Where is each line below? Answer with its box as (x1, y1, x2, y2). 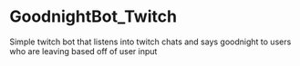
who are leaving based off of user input (9, 45, 158, 56)
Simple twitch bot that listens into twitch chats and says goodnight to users (9, 36, 292, 47)
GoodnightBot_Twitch (9, 6, 178, 27)
